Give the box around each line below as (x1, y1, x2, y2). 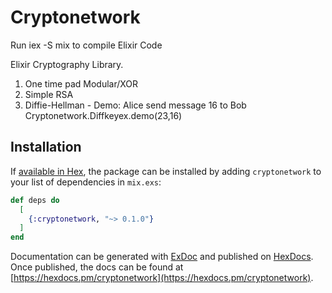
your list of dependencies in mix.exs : (10, 176, 162, 188)
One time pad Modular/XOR (24, 77, 139, 90)
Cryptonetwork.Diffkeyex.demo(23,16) (24, 109, 183, 121)
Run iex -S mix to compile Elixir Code (10, 39, 163, 51)
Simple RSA (24, 88, 74, 100)
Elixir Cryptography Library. (10, 58, 124, 70)
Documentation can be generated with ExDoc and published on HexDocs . (10, 251, 314, 263)
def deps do (10, 195, 60, 205)
